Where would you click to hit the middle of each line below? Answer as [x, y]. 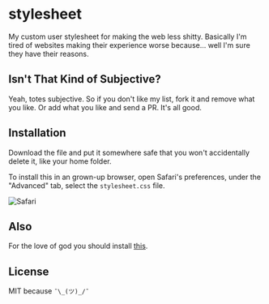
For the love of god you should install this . [78, 246]
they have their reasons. [49, 54]
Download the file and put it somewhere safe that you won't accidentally [129, 152]
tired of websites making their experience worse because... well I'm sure [130, 45]
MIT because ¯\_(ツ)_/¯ [49, 291]
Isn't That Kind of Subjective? [85, 79]
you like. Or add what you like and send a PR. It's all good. [105, 107]
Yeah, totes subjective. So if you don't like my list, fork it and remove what [132, 99]
